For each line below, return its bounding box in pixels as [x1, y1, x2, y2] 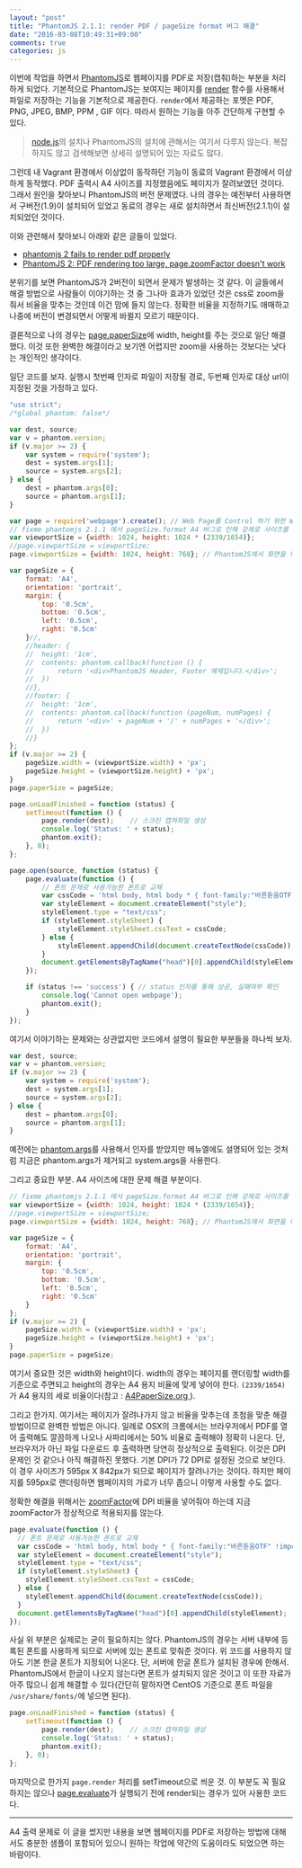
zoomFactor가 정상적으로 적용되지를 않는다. [9, 1507, 164, 1517]
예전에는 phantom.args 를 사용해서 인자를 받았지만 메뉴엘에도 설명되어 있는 [9, 1143, 272, 1155]
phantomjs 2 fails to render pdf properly [22, 249, 171, 260]
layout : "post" [9, 13, 67, 22]
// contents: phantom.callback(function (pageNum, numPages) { [25, 707, 271, 717]
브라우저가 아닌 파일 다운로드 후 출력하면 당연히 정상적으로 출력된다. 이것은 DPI [9, 1443, 286, 1454]
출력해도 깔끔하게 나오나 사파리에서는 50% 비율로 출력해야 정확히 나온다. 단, [18, 1431, 286, 1443]
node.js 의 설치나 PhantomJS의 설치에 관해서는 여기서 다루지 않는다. [31, 137, 271, 147]
